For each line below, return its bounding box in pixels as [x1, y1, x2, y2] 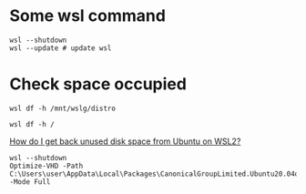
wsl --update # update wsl [9, 43, 112, 53]
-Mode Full [9, 177, 51, 187]
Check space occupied [9, 74, 187, 95]
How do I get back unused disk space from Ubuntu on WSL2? [9, 136, 241, 147]
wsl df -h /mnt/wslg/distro [9, 104, 117, 113]
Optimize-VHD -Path [9, 161, 84, 170]
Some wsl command [9, 5, 167, 26]
